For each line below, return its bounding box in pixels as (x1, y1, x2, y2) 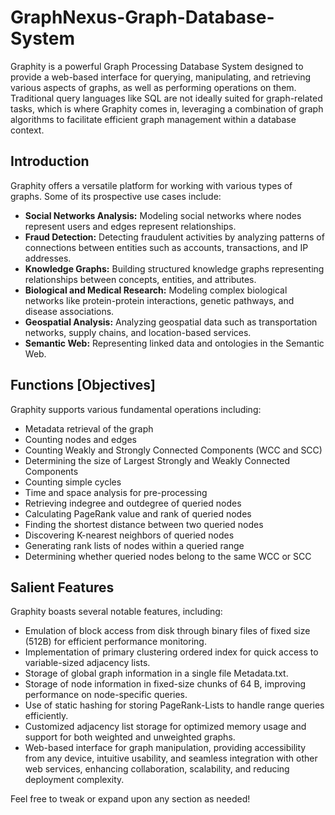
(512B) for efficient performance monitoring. (24, 636, 207, 648)
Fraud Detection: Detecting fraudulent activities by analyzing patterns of (24, 231, 325, 243)
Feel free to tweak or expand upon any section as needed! (10, 793, 251, 805)
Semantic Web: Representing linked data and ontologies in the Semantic (24, 337, 325, 349)
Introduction (10, 153, 90, 170)
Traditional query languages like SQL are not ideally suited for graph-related (10, 92, 323, 104)
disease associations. (24, 305, 115, 317)
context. (10, 124, 45, 136)
